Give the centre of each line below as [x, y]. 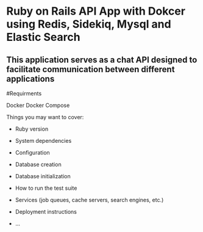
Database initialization [43, 176]
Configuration [32, 153]
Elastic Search [43, 37]
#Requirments [24, 93]
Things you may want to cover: [45, 117]
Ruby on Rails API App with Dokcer [96, 11]
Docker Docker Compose [38, 105]
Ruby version [32, 129]
